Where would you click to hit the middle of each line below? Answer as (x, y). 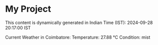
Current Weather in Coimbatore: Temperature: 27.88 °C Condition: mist (78, 37)
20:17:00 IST (18, 27)
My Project (28, 9)
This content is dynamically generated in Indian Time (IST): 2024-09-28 (79, 22)
